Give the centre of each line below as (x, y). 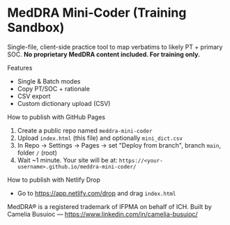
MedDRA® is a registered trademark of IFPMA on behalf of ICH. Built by (110, 206)
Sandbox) (36, 28)
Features (20, 68)
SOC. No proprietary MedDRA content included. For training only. (104, 54)
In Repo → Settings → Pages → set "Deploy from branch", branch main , (119, 145)
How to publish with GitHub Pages (56, 117)
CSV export (34, 96)
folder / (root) (37, 153)
